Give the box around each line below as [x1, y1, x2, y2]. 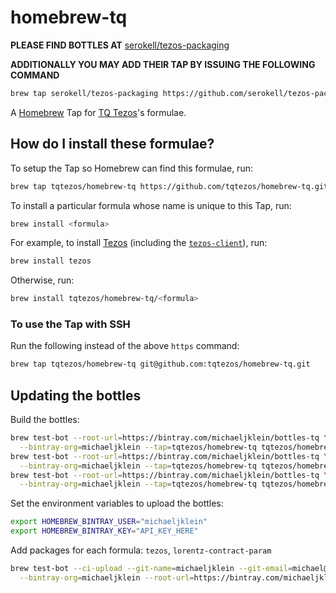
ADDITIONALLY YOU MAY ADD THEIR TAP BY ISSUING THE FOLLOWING [10, 58, 316, 70]
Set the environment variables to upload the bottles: [10, 497, 224, 510]
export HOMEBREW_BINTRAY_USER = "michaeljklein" [10, 517, 208, 527]
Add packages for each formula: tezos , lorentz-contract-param [10, 544, 272, 556]
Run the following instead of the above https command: [10, 340, 240, 352]
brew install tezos [10, 256, 92, 266]
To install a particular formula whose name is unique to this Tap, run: [10, 199, 292, 211]
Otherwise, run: [10, 274, 75, 286]
